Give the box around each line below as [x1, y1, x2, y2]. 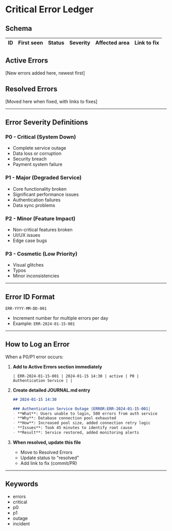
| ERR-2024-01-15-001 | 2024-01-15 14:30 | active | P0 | [12, 373, 139, 379]
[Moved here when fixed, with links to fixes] [5, 98, 98, 105]
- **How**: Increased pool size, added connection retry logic [12, 420, 151, 426]
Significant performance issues [12, 191, 79, 197]
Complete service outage [12, 145, 67, 151]
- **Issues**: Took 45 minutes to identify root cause [12, 425, 133, 431]
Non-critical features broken [12, 227, 73, 233]
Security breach [12, 156, 47, 162]
